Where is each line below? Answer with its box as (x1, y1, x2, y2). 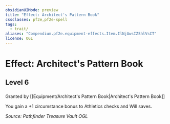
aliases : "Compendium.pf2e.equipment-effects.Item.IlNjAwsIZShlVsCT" (5, 31, 157, 36)
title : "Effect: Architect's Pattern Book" (5, 12, 100, 17)
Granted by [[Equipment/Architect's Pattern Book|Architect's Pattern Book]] (5, 93, 165, 100)
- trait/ (10, 27, 29, 32)
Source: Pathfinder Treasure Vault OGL (5, 113, 88, 119)
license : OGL (5, 36, 33, 41)
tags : (5, 21, 17, 27)
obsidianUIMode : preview (5, 7, 58, 13)
